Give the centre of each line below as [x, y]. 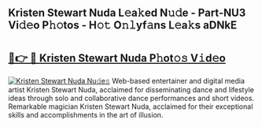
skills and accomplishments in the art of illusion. [86, 115]
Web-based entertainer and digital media [178, 81]
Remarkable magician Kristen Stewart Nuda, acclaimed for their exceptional [131, 106]
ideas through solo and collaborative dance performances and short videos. [131, 98]
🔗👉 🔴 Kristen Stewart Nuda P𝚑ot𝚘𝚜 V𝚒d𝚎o [117, 58]
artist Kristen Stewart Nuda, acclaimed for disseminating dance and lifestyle [131, 90]
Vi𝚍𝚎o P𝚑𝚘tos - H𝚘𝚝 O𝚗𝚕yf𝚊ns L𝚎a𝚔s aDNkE [123, 26]
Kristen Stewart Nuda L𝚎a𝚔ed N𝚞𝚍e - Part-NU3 [127, 13]
